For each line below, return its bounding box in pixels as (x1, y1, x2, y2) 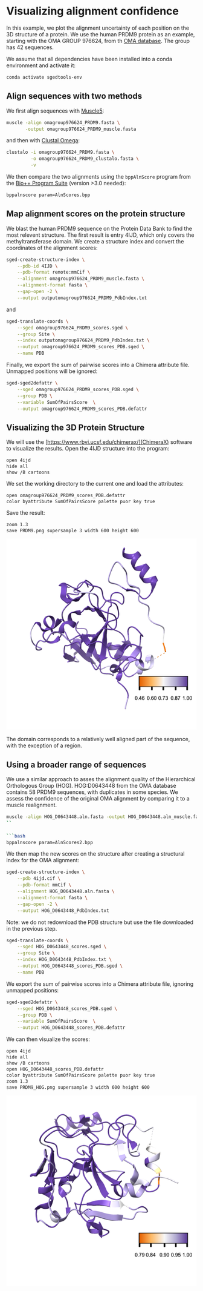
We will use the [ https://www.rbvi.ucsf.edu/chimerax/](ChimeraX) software (6, 438, 193, 446)
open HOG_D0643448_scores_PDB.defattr (6, 1066, 104, 1072)
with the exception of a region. (6, 742, 83, 749)
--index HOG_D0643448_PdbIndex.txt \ (17, 957, 112, 963)
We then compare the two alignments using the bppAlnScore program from (6, 173, 192, 180)
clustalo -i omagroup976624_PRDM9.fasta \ (6, 150, 115, 156)
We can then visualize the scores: (6, 1035, 91, 1043)
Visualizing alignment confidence (6, 4, 179, 18)
